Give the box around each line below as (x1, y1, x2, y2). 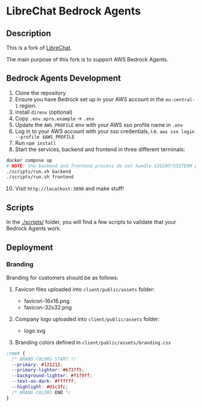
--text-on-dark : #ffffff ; (11, 378, 77, 385)
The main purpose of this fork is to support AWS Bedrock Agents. (6, 56, 169, 63)
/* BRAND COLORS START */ (11, 356, 77, 362)
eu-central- (165, 96, 195, 103)
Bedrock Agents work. (6, 225, 62, 232)
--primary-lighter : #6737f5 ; (11, 367, 85, 373)
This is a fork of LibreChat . (6, 44, 72, 51)
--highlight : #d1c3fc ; (11, 384, 69, 390)
